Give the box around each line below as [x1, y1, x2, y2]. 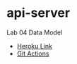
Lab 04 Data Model [6, 28, 63, 37]
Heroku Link [16, 41, 52, 50]
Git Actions [16, 49, 49, 58]
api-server [6, 5, 71, 21]
